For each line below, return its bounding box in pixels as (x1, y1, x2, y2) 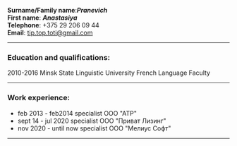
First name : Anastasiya (7, 13, 78, 22)
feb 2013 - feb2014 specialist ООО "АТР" (17, 109, 138, 117)
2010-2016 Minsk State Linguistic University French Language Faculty (7, 68, 210, 77)
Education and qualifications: (7, 52, 111, 62)
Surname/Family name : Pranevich (7, 6, 108, 14)
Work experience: (7, 93, 71, 103)
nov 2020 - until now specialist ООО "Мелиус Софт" (17, 123, 171, 133)
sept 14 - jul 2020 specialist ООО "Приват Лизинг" (17, 116, 167, 125)
